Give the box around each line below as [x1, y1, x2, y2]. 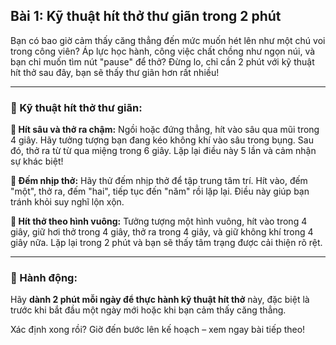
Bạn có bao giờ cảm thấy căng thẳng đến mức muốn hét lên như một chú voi [10, 34, 326, 46]
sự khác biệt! [10, 155, 64, 168]
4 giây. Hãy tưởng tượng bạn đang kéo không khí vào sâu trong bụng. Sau [10, 134, 314, 146]
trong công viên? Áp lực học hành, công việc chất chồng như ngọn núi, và [10, 45, 316, 57]
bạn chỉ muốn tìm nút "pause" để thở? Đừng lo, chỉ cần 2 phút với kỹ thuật [10, 55, 315, 68]
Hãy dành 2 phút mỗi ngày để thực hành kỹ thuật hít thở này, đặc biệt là [10, 294, 310, 306]
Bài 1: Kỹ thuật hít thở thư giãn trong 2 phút [10, 8, 282, 25]
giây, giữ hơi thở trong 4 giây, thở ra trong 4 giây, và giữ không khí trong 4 [10, 226, 314, 238]
